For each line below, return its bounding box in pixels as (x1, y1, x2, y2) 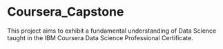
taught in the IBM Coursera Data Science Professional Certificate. (7, 33, 193, 42)
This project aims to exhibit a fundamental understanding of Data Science (7, 27, 217, 35)
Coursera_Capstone (7, 4, 124, 20)
